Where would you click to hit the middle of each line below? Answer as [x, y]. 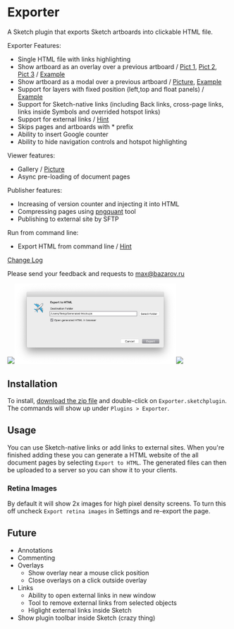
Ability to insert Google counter [63, 134]
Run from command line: [43, 232]
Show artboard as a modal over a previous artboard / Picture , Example [119, 81]
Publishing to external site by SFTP [68, 219]
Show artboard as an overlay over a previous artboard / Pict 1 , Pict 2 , [117, 66]
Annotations [35, 550]
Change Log [25, 260]
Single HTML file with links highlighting [74, 59]
